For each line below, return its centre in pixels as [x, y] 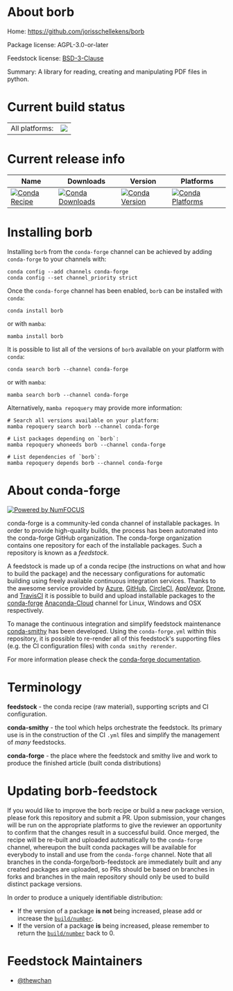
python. [18, 79]
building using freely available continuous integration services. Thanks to [112, 581]
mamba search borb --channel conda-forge [68, 395]
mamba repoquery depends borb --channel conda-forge [85, 463]
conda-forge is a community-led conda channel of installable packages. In [113, 523]
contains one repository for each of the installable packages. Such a [105, 545]
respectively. [25, 610]
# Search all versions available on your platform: [83, 421]
